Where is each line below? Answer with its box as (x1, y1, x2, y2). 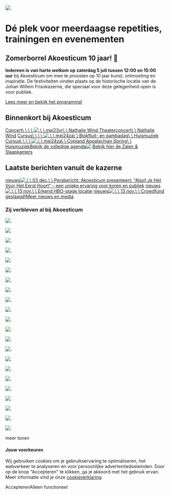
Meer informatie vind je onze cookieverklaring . (5, 474, 103, 480)
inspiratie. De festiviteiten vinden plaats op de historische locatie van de (5, 78, 156, 84)
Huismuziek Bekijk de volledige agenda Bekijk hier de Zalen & (5, 143, 138, 149)
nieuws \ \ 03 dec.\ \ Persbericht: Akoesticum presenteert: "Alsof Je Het (5, 177, 161, 183)
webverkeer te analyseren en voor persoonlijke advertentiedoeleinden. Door (5, 463, 165, 470)
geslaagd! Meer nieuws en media (5, 193, 74, 199)
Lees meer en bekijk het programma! (5, 99, 82, 105)
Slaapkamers (5, 148, 33, 155)
